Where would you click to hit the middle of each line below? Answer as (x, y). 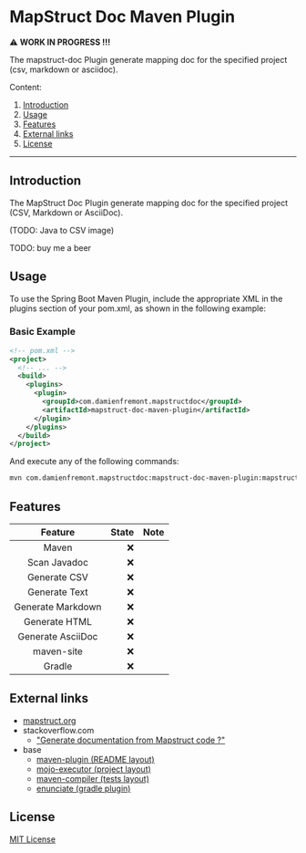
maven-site (58, 651)
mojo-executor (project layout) (94, 769)
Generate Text (57, 592)
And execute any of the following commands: (94, 462)
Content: (26, 87)
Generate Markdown (58, 607)
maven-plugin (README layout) (95, 759)
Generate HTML (58, 622)
